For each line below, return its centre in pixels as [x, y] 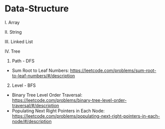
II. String [13, 32]
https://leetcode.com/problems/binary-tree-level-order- [69, 100]
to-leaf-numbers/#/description [43, 75]
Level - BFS [24, 85]
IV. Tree [12, 51]
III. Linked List [19, 41]
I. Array [12, 22]
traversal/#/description [35, 105]
